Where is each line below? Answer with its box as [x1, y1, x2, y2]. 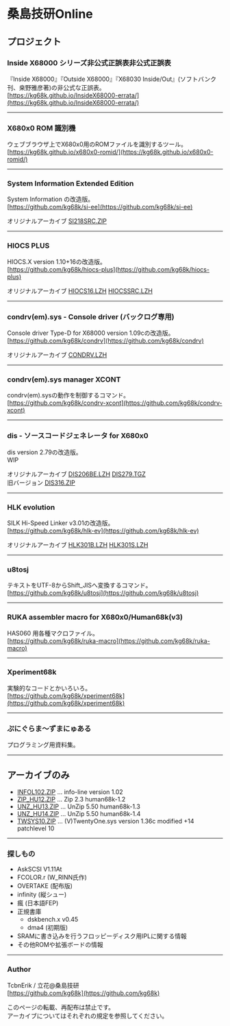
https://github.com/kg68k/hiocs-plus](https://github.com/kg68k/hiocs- [9, 265, 210, 273]
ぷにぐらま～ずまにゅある [7, 723, 91, 733]
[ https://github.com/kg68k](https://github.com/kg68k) [7, 989, 160, 997]
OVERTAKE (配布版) [16, 882, 73, 890]
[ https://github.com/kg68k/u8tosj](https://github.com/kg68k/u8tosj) [7, 589, 199, 597]
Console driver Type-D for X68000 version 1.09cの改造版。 [7, 329, 175, 337]
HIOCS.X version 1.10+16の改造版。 [7, 257, 106, 266]
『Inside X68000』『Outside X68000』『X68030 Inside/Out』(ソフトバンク [7, 75, 217, 83]
